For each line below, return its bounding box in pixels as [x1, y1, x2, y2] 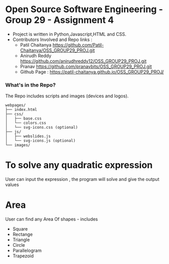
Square [12, 226, 28, 232]
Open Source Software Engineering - [5, 4, 163, 15]
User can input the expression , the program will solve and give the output [5, 176, 159, 182]
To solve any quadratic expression [5, 160, 153, 171]
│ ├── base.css [5, 116, 42, 121]
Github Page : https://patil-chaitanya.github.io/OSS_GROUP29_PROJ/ [20, 68, 164, 74]
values [5, 181, 19, 188]
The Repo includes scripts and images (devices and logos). [5, 93, 129, 99]
